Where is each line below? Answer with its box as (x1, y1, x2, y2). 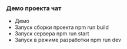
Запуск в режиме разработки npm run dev (14, 37, 122, 44)
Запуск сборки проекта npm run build (14, 24, 109, 31)
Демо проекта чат (6, 4, 62, 12)
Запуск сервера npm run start (14, 30, 89, 37)
